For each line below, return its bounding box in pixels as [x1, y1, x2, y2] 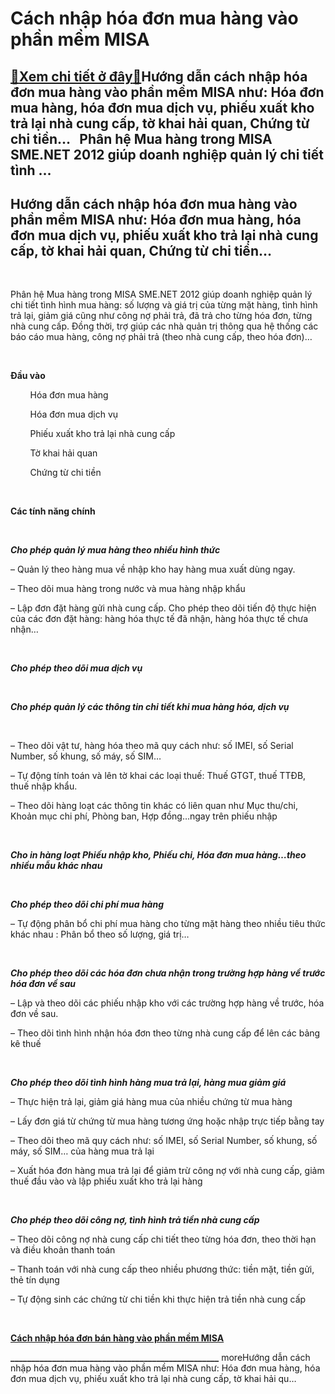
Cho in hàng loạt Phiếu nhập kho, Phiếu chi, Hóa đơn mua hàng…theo [10, 849, 307, 861]
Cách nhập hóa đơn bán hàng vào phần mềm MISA [10, 1332, 225, 1344]
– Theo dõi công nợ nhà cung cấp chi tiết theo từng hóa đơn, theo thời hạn [10, 1233, 317, 1246]
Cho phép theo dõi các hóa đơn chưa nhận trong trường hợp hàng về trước [10, 967, 326, 979]
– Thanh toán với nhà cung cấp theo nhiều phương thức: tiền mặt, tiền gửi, [10, 1263, 315, 1276]
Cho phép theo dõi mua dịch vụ [10, 662, 143, 674]
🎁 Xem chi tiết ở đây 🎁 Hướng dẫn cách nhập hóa [10, 68, 308, 85]
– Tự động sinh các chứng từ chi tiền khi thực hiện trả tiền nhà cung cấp [10, 1293, 307, 1306]
